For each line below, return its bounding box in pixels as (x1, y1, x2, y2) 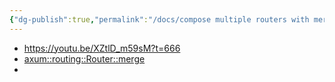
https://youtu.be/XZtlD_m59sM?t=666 (23, 42, 181, 54)
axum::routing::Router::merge (23, 52, 146, 65)
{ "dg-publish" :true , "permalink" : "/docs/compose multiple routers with (9, 14, 310, 25)
